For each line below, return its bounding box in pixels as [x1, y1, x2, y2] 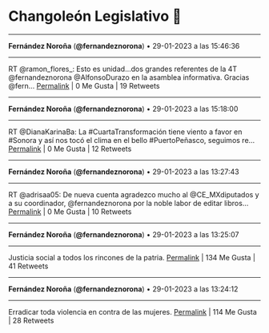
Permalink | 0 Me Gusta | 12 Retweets [8, 144, 132, 153]
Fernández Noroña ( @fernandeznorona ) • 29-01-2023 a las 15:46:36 [8, 41, 240, 50]
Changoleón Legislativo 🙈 [8, 7, 182, 26]
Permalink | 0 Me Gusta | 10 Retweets [8, 207, 132, 216]
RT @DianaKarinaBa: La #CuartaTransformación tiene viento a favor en [8, 127, 243, 137]
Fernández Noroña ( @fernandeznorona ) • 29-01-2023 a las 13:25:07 [8, 229, 239, 239]
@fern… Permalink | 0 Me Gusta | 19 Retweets [8, 81, 160, 90]
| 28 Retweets [8, 315, 54, 325]
